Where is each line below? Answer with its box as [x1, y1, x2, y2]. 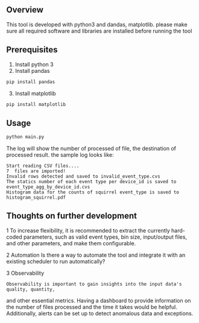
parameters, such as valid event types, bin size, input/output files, [23, 233, 188, 240]
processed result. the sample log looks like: [6, 151, 115, 158]
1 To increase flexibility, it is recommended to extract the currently [6, 227, 170, 234]
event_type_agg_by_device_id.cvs [6, 184, 90, 190]
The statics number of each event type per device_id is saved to [6, 179, 177, 185]
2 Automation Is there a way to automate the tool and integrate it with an [6, 251, 186, 259]
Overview [6, 5, 44, 15]
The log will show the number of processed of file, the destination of [6, 145, 177, 152]
